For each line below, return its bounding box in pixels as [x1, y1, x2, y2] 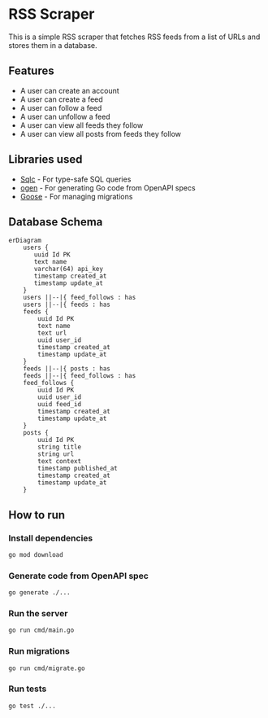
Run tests [8, 683, 47, 694]
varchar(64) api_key [33, 265, 104, 274]
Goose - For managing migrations [19, 191, 133, 201]
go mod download [8, 551, 63, 559]
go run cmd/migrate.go [8, 664, 85, 672]
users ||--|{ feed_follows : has [23, 294, 136, 302]
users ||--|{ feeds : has [23, 300, 111, 309]
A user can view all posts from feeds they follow [19, 129, 181, 138]
